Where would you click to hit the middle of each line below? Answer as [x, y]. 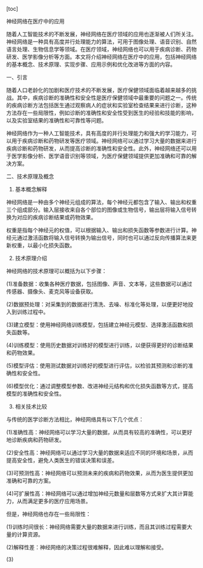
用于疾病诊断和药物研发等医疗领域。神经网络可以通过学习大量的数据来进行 [104, 141]
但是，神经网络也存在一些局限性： [49, 514]
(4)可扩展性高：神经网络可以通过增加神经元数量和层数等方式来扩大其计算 [97, 494]
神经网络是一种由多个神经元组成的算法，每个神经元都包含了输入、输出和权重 [101, 202]
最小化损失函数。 [54, 245]
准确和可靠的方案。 [30, 480]
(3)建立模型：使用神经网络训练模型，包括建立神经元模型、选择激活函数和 [97, 325]
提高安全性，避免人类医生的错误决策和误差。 [62, 460]
